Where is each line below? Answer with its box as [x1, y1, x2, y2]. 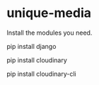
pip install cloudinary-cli [6, 69, 76, 78]
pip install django [6, 42, 57, 50]
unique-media [6, 5, 92, 21]
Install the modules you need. [6, 28, 93, 37]
